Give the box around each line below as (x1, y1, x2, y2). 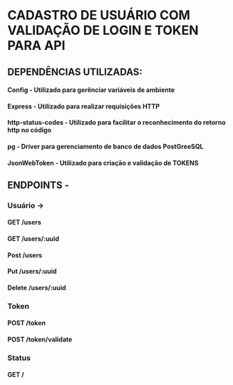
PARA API (7, 38, 66, 53)
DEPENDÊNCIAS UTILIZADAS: (7, 66, 143, 78)
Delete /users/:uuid (7, 283, 66, 292)
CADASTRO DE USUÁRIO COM (7, 7, 191, 24)
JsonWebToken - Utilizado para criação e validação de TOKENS (7, 158, 199, 167)
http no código (7, 125, 52, 135)
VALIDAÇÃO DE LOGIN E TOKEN (7, 22, 199, 38)
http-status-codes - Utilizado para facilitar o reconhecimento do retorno (7, 118, 226, 127)
